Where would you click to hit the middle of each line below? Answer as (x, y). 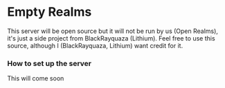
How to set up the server (49, 63)
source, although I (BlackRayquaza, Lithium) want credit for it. (95, 45)
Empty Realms (49, 12)
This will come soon (36, 78)
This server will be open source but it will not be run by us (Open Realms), (112, 31)
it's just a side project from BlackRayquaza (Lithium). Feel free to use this (111, 38)
